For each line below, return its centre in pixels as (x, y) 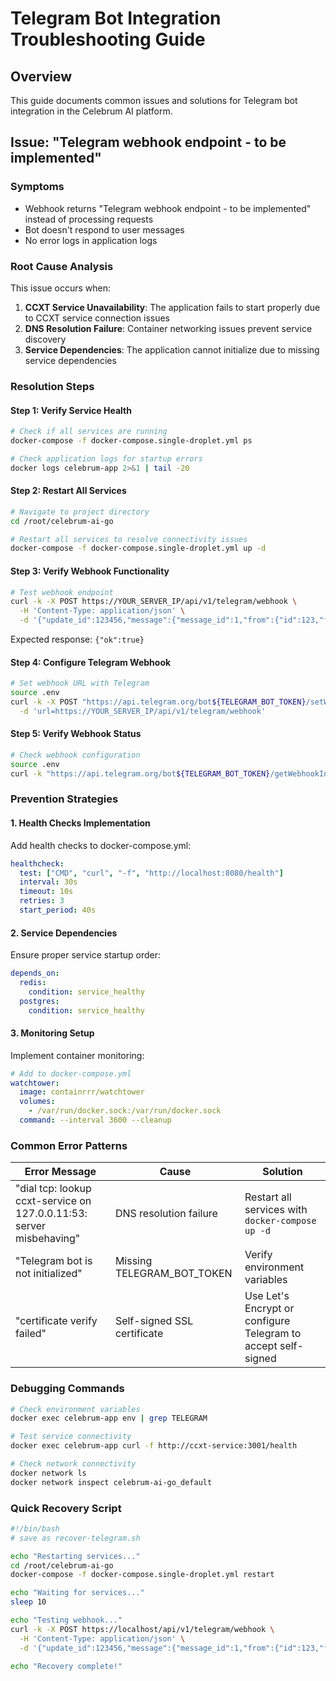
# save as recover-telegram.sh (75, 1538)
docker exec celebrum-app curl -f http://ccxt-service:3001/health (154, 1446)
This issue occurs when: (61, 288)
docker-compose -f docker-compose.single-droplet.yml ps (131, 440)
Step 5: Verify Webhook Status (76, 734)
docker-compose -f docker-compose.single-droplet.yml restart (142, 1575)
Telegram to (273, 1334)
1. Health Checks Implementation (80, 823)
